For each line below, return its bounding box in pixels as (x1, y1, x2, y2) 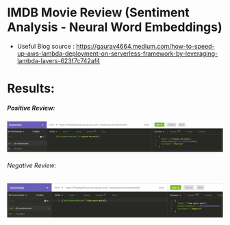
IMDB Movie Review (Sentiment (7, 5, 190, 21)
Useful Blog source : (16, 42, 75, 50)
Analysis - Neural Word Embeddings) (7, 19, 222, 35)
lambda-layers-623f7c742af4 (16, 56, 101, 64)
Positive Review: (7, 104, 55, 112)
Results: (7, 81, 55, 97)
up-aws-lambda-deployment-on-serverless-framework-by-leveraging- (16, 49, 218, 58)
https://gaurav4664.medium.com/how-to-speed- (76, 42, 215, 50)
